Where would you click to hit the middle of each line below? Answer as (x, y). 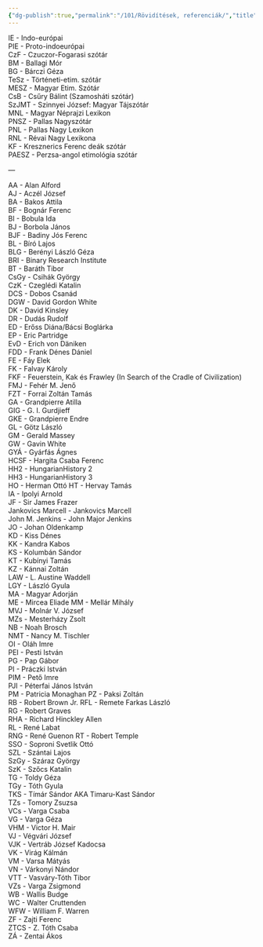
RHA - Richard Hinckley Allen (55, 718)
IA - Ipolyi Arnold (35, 494)
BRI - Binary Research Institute (58, 260)
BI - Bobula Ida (32, 218)
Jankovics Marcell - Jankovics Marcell (70, 510)
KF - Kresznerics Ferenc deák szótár (67, 146)
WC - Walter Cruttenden (47, 902)
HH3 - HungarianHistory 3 (50, 477)
